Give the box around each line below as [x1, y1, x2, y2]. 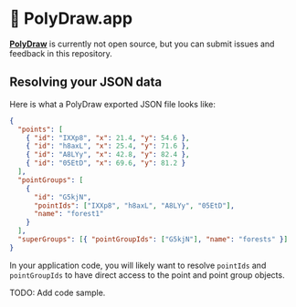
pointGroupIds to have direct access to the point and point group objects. [9, 269, 285, 281]
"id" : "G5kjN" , [33, 192, 92, 201]
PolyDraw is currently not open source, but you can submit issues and [9, 38, 275, 49]
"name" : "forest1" [33, 210, 104, 219]
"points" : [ [17, 125, 64, 134]
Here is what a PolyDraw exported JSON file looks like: [9, 98, 217, 109]
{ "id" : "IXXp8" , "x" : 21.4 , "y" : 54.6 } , [26, 133, 190, 142]
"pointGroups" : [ [17, 175, 84, 185]
